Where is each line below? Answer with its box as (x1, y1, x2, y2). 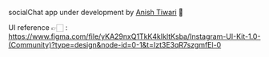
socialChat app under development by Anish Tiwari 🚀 (8, 8, 184, 17)
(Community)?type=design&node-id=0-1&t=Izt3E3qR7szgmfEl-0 (8, 40, 222, 49)
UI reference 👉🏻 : (8, 23, 68, 32)
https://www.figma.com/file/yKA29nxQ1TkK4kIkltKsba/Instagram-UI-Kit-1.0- (8, 32, 261, 41)
